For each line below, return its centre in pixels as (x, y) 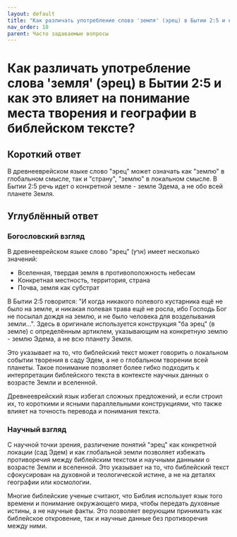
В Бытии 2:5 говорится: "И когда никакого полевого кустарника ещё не (115, 301)
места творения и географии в (102, 113)
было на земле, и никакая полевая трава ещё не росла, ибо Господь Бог (117, 308)
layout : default (31, 14)
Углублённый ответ (53, 216)
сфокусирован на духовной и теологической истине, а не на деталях (111, 475)
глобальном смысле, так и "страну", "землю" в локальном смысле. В (112, 179)
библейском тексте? (71, 128)
